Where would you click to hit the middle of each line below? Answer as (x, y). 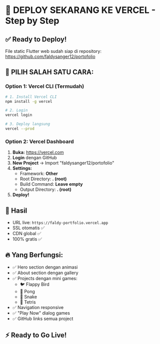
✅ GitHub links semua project (43, 319)
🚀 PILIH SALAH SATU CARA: (49, 72)
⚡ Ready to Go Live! (36, 335)
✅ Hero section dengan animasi (45, 267)
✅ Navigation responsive (38, 307)
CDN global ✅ (27, 234)
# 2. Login (16, 110)
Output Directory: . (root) (45, 190)
